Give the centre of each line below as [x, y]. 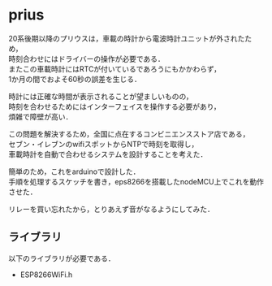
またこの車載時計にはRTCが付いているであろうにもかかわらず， [115, 69]
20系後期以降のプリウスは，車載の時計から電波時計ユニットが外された [127, 38]
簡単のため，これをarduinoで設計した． [74, 171]
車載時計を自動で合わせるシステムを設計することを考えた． [108, 154]
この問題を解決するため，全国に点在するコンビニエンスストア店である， [129, 134]
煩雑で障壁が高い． [41, 116]
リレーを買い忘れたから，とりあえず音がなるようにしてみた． [112, 209]
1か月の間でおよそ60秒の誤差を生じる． [75, 79]
